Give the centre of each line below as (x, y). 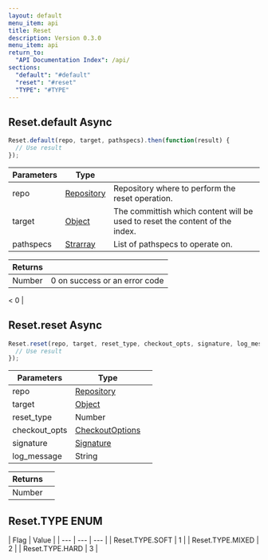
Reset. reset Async (55, 325)
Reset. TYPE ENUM (55, 521)
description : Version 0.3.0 (55, 38)
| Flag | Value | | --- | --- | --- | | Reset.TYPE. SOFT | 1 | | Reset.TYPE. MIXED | (134, 540)
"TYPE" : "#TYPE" (42, 90)
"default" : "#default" (53, 75)
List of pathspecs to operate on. (173, 244)
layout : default (35, 16)
